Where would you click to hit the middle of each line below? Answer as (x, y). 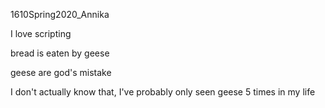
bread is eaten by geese (60, 53)
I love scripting (41, 33)
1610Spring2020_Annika (60, 14)
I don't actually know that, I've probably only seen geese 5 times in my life (163, 92)
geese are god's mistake (61, 72)
